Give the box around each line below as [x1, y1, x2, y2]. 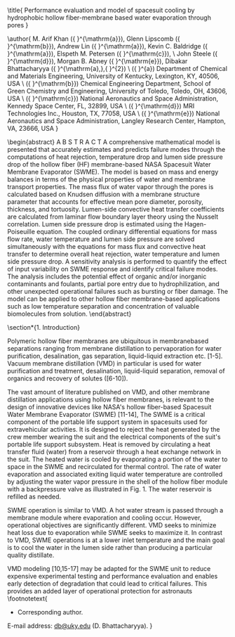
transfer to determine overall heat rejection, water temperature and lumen [7, 250, 220, 258]
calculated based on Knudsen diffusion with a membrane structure [7, 190, 200, 198]
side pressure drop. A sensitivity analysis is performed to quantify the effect [7, 257, 227, 266]
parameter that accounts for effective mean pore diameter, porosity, [7, 198, 203, 206]
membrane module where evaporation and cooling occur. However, [7, 513, 202, 522]
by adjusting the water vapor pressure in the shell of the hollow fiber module [7, 477, 228, 486]
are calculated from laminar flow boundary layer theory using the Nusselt [7, 212, 219, 221]
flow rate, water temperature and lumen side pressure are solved [7, 235, 195, 243]
